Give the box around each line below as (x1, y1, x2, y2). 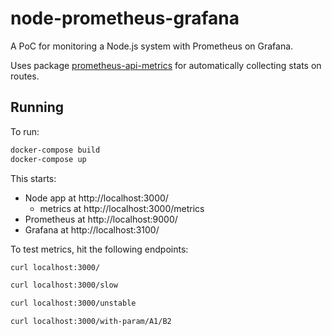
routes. (10, 70, 40, 82)
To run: (10, 125, 40, 137)
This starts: (10, 172, 57, 184)
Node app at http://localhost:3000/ (24, 192, 169, 204)
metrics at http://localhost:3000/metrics (39, 202, 205, 214)
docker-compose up (10, 154, 87, 164)
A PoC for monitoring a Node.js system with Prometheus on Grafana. (10, 40, 294, 52)
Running (10, 99, 65, 116)
